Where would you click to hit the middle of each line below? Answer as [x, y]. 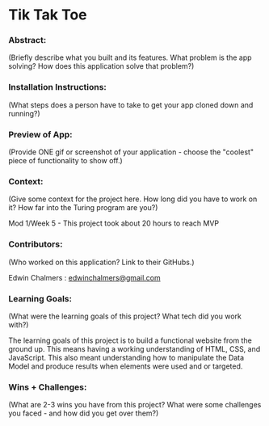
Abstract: [27, 40]
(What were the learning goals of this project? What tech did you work [125, 316]
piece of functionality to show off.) [65, 161]
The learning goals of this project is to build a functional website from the [130, 340]
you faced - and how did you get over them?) [84, 413]
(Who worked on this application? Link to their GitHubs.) [102, 262]
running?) [24, 113]
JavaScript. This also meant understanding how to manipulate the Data [126, 357]
